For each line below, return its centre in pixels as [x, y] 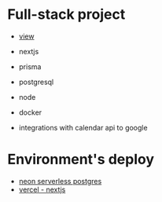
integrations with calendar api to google [83, 127]
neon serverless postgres [60, 181]
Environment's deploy [81, 160]
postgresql [36, 82]
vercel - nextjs [42, 189]
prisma [30, 66]
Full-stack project [66, 15]
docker [30, 112]
